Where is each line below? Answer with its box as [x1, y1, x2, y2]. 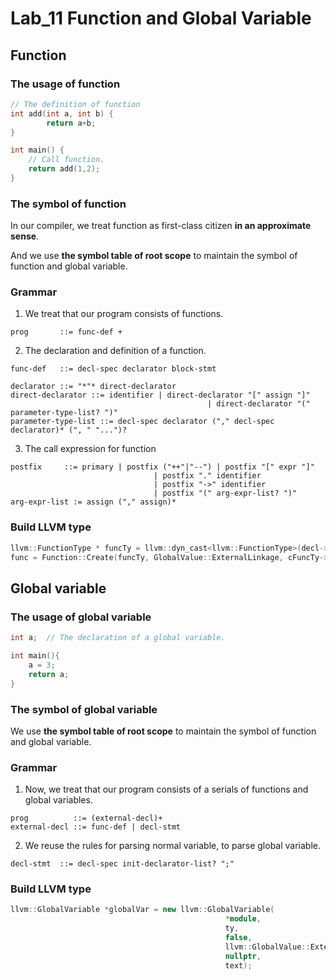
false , [224, 933, 253, 943]
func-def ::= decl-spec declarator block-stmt [10, 364, 217, 374]
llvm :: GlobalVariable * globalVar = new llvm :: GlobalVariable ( [10, 905, 275, 915]
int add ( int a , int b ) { [10, 108, 114, 119]
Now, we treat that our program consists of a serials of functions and [24, 783, 309, 796]
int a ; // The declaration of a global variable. [10, 633, 226, 643]
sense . [10, 230, 40, 242]
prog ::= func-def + [10, 327, 123, 337]
